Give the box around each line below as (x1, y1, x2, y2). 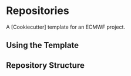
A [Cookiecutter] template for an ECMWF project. (6, 23, 125, 30)
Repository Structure (6, 60, 85, 70)
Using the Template (6, 40, 79, 50)
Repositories (6, 4, 69, 18)
